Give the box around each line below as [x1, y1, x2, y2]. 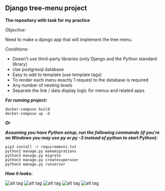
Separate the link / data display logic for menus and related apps [12, 87, 145, 94]
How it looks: [5, 170, 33, 176]
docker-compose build [5, 106, 50, 111]
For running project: [5, 97, 47, 103]
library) [12, 61, 27, 67]
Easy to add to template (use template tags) [12, 72, 102, 78]
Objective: [5, 27, 26, 33]
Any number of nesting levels [12, 82, 73, 88]
